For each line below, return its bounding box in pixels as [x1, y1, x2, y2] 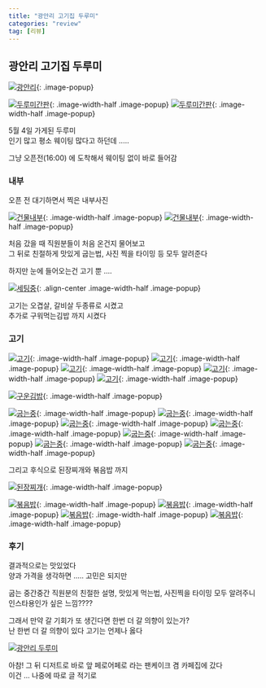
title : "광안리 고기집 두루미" [8, 11, 99, 20]
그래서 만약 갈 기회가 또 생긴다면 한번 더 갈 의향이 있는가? [8, 616, 190, 625]
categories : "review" [8, 20, 82, 28]
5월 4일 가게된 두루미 [8, 125, 76, 135]
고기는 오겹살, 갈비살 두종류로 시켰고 [8, 300, 124, 310]
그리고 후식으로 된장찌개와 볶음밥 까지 [8, 465, 129, 475]
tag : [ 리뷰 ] [8, 27, 46, 35]
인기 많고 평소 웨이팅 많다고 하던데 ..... [8, 136, 129, 146]
